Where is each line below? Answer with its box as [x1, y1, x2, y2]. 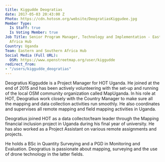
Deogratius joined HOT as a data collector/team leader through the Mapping [5, 116, 159, 121]
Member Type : [5, 21, 32, 26]
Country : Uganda [5, 44, 38, 49]
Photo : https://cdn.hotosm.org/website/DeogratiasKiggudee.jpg [5, 16, 137, 21]
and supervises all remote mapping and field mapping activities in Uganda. [5, 106, 156, 112]
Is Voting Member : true [9, 30, 58, 35]
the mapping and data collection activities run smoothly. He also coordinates [5, 101, 160, 107]
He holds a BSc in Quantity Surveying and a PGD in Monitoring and [5, 141, 140, 146]
